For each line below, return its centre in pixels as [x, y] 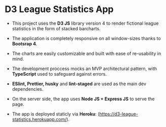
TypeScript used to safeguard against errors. [59, 74]
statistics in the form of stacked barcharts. [56, 28]
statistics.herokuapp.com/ [39, 119]
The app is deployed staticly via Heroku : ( [56, 114]
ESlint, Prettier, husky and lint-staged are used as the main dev [79, 84]
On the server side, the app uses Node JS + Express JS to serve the [83, 99]
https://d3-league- [119, 114]
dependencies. [28, 89]
